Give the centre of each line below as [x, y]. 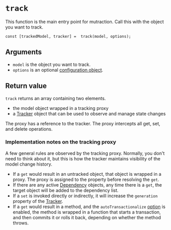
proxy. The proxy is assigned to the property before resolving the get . [86, 179]
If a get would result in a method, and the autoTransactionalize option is [89, 206]
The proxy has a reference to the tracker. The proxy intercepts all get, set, [83, 123]
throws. [21, 223]
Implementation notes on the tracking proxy [61, 142]
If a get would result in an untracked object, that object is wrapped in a [87, 174]
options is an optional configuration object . [58, 70]
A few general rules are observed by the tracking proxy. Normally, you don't [85, 153]
